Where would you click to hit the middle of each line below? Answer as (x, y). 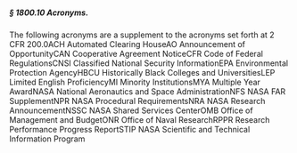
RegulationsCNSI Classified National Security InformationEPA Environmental (148, 63)
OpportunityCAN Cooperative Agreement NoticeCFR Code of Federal (136, 53)
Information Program (47, 139)
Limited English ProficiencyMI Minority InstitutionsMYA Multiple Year (135, 82)
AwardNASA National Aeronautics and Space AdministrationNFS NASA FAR (148, 91)
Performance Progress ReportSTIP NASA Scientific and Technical (130, 129)
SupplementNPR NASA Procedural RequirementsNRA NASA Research (137, 101)
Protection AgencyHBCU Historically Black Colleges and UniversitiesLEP (142, 72)
